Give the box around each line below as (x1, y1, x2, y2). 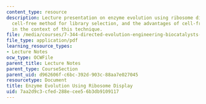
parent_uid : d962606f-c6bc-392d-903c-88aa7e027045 (6, 72, 139, 78)
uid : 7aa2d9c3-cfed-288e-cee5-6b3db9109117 (6, 89, 120, 95)
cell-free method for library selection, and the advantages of (12, 20, 180, 26)
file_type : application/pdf (6, 37, 78, 43)
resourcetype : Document (6, 77, 67, 83)
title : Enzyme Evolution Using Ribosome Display (6, 83, 133, 89)
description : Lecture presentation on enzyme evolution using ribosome (6, 15, 193, 21)
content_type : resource (6, 9, 67, 15)
